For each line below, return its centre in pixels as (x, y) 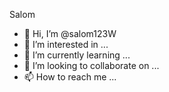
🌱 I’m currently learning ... (77, 55)
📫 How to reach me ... (70, 77)
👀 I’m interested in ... (66, 44)
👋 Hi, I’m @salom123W (70, 33)
